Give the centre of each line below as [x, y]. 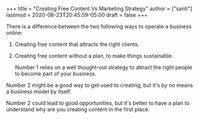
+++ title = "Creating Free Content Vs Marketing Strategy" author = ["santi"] [99, 9]
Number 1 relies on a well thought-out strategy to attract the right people [103, 67]
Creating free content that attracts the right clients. [77, 44]
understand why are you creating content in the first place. [78, 109]
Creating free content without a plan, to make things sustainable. [94, 56]
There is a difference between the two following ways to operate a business [99, 26]
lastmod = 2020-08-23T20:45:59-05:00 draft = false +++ [77, 15]
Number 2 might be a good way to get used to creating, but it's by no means [99, 85]
